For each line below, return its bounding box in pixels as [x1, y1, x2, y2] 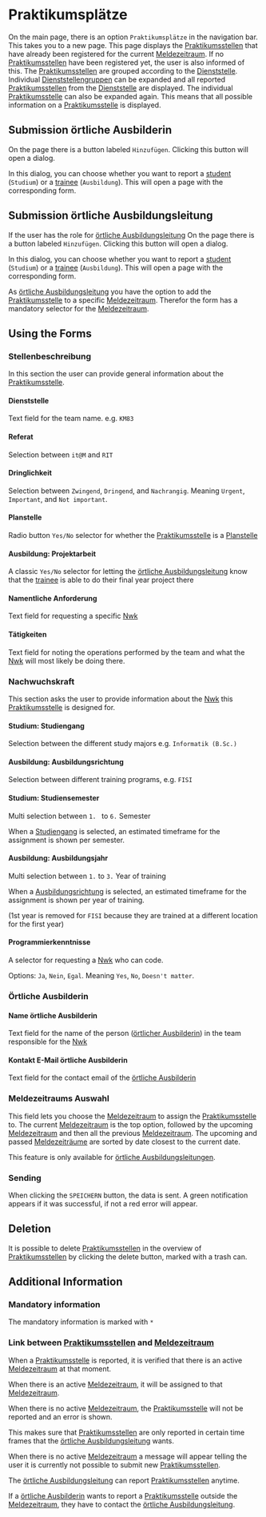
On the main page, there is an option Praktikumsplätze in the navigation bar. [8, 32, 258, 42]
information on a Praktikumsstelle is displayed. [8, 100, 161, 110]
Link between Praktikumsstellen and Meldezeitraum [8, 1337, 214, 1348]
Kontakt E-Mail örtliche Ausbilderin [8, 1055, 128, 1065]
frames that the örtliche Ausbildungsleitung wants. [8, 1435, 174, 1446]
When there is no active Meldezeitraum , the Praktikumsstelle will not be [8, 1403, 244, 1413]
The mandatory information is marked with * [8, 1317, 154, 1326]
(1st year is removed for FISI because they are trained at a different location [8, 910, 258, 920]
